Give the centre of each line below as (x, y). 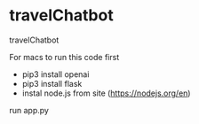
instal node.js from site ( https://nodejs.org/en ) (106, 93)
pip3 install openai (56, 74)
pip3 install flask (52, 83)
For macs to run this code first (64, 57)
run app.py (29, 110)
